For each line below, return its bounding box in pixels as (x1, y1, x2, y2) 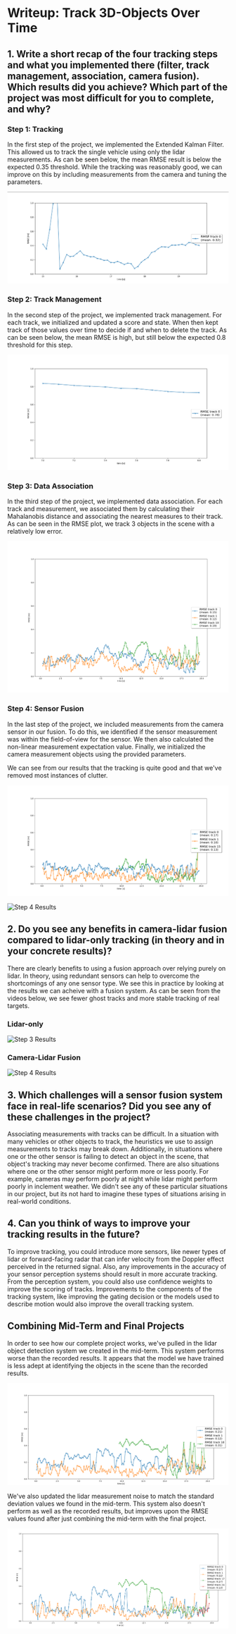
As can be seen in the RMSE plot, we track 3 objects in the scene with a (7, 520, 215, 528)
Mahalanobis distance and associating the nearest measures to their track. (7, 512, 223, 521)
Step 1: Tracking (7, 124, 63, 134)
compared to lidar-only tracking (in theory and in (7, 934, 225, 946)
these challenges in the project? (7, 1111, 151, 1123)
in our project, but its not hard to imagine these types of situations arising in (7, 1190, 226, 1198)
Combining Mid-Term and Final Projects (7, 1320, 185, 1332)
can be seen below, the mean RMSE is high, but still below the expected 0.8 (7, 333, 226, 341)
